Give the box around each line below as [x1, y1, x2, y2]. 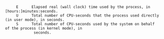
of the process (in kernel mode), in [5, 26, 82, 31]
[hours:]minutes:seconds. [5, 9, 58, 14]
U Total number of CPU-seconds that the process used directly [16, 13, 160, 18]
